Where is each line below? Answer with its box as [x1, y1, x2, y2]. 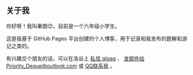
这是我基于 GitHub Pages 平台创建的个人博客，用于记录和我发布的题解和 [6, 35, 182, 42]
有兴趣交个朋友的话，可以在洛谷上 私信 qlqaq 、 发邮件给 [6, 55, 145, 62]
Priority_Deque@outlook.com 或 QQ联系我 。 [6, 62, 116, 69]
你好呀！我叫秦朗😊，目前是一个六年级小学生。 [6, 22, 120, 30]
